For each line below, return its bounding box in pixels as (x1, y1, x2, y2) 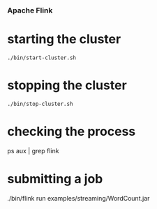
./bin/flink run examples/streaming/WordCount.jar (7, 194, 150, 202)
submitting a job (7, 171, 103, 187)
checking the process (7, 123, 136, 139)
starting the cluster (7, 31, 121, 47)
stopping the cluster (7, 77, 127, 93)
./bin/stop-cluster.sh (7, 100, 73, 107)
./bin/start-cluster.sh (7, 54, 77, 61)
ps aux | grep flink (7, 146, 59, 155)
